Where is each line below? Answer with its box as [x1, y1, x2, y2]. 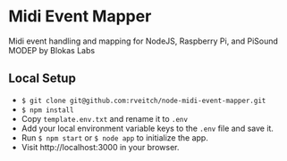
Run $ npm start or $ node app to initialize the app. [21, 132, 209, 143]
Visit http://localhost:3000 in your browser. [21, 141, 180, 152]
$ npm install [21, 105, 74, 115]
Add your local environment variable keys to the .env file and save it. [21, 123, 274, 133]
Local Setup [8, 71, 77, 86]
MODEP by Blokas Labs [8, 44, 96, 55]
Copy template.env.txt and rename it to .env [21, 113, 189, 124]
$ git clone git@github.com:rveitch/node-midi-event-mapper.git [21, 96, 266, 105]
